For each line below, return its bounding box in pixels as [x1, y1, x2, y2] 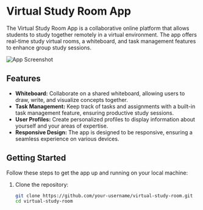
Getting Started [6, 153, 66, 163]
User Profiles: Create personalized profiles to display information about [15, 115, 195, 123]
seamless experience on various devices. [15, 135, 119, 142]
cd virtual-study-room [15, 198, 73, 205]
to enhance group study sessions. [6, 44, 92, 51]
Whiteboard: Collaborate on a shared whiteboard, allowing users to [15, 90, 185, 97]
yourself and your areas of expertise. [15, 122, 109, 129]
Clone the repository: [15, 181, 69, 188]
